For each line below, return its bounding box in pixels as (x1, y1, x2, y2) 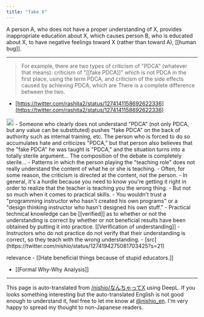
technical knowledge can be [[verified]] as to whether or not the (6, 210, 167, 218)
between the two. (21, 88, 66, 95)
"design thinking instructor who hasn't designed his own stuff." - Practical (6, 204, 191, 211)
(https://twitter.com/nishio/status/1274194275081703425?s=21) (6, 242, 165, 250)
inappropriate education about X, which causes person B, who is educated (6, 32, 193, 39)
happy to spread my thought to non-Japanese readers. (6, 304, 144, 311)
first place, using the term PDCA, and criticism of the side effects (21, 75, 184, 82)
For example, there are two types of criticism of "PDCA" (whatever (21, 62, 188, 70)
